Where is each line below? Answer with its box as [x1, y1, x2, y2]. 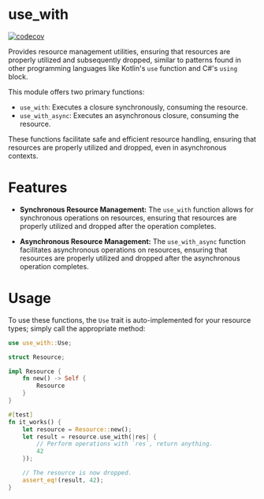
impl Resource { [8, 368, 61, 375]
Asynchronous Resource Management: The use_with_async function [19, 236, 246, 246]
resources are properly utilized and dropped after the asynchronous [19, 253, 240, 263]
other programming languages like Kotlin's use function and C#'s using [8, 63, 238, 72]
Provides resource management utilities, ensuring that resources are [8, 46, 231, 56]
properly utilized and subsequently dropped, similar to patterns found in [8, 55, 242, 65]
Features [8, 179, 68, 197]
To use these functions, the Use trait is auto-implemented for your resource [8, 315, 251, 324]
